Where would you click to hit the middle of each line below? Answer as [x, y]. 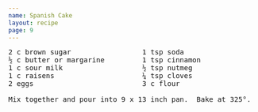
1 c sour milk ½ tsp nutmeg [100, 68]
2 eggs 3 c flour [94, 84]
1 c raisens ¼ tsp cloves [100, 76]
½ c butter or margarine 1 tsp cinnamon [104, 60]
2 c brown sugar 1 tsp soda [96, 52]
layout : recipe [33, 23]
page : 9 [21, 30]
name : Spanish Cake [40, 15]
